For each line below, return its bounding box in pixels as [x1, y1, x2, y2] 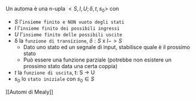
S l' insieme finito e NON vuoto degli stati [14, 18, 125, 25]
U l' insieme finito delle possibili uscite [14, 30, 122, 38]
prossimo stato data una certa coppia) [23, 62, 118, 69]
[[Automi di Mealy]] [5, 88, 53, 95]
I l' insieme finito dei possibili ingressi [14, 24, 120, 32]
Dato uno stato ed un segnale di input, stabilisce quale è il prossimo [23, 43, 190, 50]
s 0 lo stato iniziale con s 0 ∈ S [14, 75, 95, 84]
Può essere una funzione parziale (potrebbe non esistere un [23, 56, 172, 63]
